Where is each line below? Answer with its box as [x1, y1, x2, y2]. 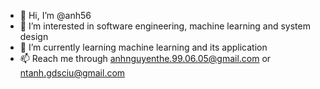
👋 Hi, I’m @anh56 [19, 10, 92, 21]
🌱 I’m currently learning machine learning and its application [19, 41, 268, 53]
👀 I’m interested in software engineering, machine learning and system [19, 20, 311, 32]
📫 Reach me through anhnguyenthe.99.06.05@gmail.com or [19, 53, 272, 64]
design [19, 31, 49, 42]
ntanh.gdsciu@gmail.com [19, 67, 126, 79]
